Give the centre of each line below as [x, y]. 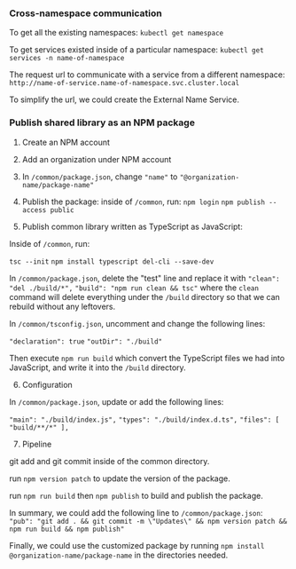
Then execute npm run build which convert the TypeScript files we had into [147, 358]
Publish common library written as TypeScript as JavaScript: [132, 226]
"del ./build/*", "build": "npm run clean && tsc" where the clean [134, 288]
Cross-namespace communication [86, 13]
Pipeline [37, 444]
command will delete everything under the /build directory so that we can [145, 296]
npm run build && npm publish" [67, 529]
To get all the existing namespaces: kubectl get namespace [117, 33]
